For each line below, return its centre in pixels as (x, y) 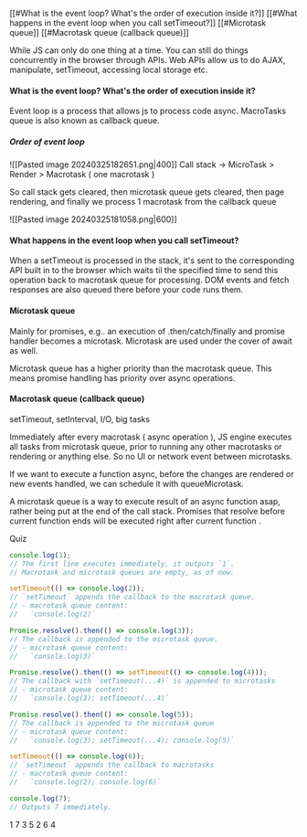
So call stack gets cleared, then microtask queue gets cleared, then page (147, 192)
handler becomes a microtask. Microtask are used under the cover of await (151, 341)
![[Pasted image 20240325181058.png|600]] (94, 219)
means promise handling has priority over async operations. (122, 377)
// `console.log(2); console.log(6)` (85, 782)
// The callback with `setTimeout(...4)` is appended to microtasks (143, 681)
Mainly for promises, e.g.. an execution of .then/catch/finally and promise (148, 331)
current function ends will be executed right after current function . (136, 521)
